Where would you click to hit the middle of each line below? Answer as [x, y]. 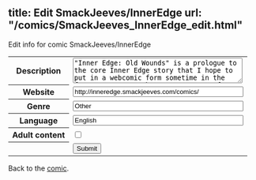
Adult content [39, 135]
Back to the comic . [39, 168]
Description [39, 71]
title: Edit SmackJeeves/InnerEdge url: [105, 13]
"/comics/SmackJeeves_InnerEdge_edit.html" [126, 26]
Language [38, 121]
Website [39, 92]
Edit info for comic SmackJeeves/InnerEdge [80, 44]
